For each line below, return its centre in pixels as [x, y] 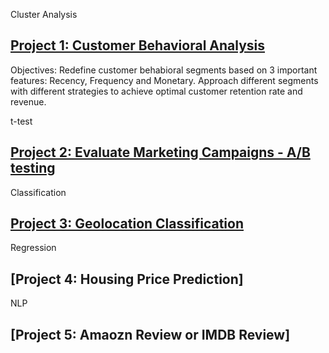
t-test [21, 121]
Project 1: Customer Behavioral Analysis [138, 45]
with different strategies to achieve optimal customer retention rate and [156, 91]
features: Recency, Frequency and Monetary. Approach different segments [164, 80]
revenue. [28, 101]
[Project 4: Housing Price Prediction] [127, 279]
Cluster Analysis [44, 14]
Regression [33, 248]
